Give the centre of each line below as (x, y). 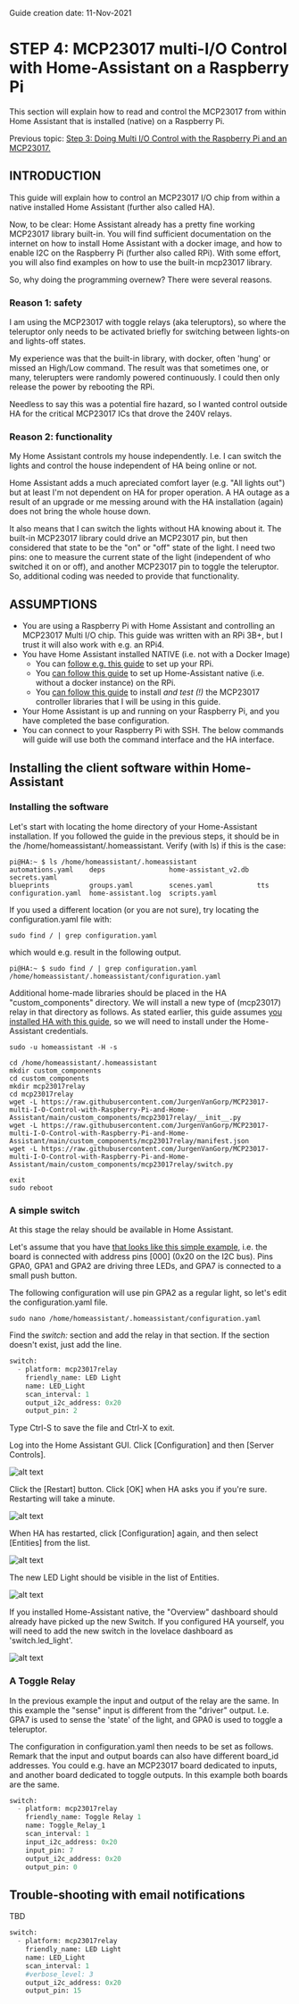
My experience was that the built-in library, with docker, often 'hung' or (140, 359)
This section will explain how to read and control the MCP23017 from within (148, 112)
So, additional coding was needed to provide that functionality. (125, 576)
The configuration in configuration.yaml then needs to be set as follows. (141, 1746)
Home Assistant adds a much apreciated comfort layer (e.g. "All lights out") (147, 483)
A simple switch (45, 1210)
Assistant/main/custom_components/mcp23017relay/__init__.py (125, 1117)
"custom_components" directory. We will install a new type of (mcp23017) (145, 1002)
